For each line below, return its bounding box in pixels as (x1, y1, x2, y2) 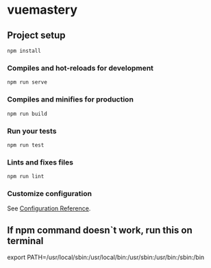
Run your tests (7, 126, 57, 136)
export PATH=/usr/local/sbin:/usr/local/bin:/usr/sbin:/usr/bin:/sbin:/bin (7, 253, 205, 262)
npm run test (7, 141, 45, 149)
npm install (7, 47, 41, 54)
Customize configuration (7, 189, 92, 199)
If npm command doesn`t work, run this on (7, 224, 193, 236)
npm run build (7, 110, 48, 117)
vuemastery (7, 2, 77, 18)
